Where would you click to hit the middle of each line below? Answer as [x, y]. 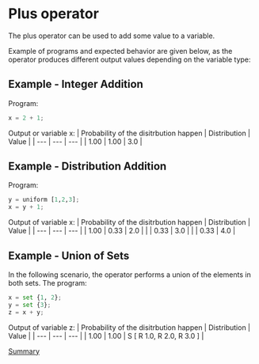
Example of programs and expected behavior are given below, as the [120, 51]
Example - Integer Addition [76, 84]
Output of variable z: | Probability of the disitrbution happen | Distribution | [129, 327]
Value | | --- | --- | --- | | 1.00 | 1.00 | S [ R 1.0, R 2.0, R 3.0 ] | [106, 336]
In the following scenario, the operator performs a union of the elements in [129, 275]
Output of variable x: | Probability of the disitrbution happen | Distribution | [129, 222]
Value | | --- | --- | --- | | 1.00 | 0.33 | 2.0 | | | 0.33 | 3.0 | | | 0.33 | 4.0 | [122, 231]
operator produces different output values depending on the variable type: [129, 59]
